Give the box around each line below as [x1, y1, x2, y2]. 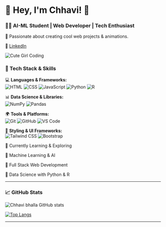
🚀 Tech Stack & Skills [5, 65, 56, 72]
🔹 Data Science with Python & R [5, 171, 70, 177]
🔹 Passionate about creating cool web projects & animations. [5, 33, 128, 39]
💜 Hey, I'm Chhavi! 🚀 [5, 4, 90, 16]
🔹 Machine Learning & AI [5, 152, 56, 158]
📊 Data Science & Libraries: [5, 94, 64, 100]
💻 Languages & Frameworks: [5, 76, 67, 82]
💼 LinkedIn [5, 43, 27, 49]
